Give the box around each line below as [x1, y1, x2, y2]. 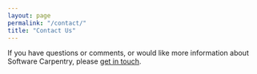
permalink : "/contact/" [7, 19, 87, 27]
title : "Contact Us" [7, 26, 77, 34]
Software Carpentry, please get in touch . [7, 56, 142, 66]
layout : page [7, 11, 51, 20]
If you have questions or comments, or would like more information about [7, 49, 249, 58]
